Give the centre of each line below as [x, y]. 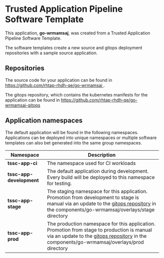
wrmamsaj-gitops [23, 105]
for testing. [60, 183]
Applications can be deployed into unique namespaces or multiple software [81, 138]
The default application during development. [98, 171]
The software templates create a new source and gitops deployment [74, 47]
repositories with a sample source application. [51, 53]
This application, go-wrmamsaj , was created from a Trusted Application [78, 33]
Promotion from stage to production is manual [100, 230]
